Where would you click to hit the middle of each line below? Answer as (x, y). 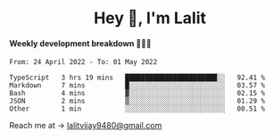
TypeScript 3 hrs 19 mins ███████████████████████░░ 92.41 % (137, 78)
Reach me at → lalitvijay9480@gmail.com (86, 126)
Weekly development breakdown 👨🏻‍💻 (80, 43)
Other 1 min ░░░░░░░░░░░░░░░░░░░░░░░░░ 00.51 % (137, 109)
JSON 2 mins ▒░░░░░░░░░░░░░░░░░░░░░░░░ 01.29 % (137, 102)
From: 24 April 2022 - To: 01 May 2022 (83, 62)
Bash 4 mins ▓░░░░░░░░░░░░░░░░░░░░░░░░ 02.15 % (137, 94)
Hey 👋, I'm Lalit (150, 18)
